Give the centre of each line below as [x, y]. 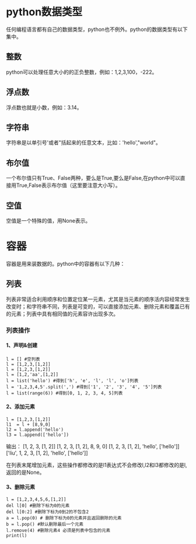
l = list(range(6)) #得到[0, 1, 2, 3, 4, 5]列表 [64, 393]
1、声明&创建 [22, 345]
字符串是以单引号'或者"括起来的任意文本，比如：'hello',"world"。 [84, 143]
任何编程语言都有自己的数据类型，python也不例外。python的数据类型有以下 [97, 29]
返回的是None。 [25, 472]
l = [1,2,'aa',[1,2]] [32, 375]
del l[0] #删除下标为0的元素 [38, 506]
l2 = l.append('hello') [35, 430]
